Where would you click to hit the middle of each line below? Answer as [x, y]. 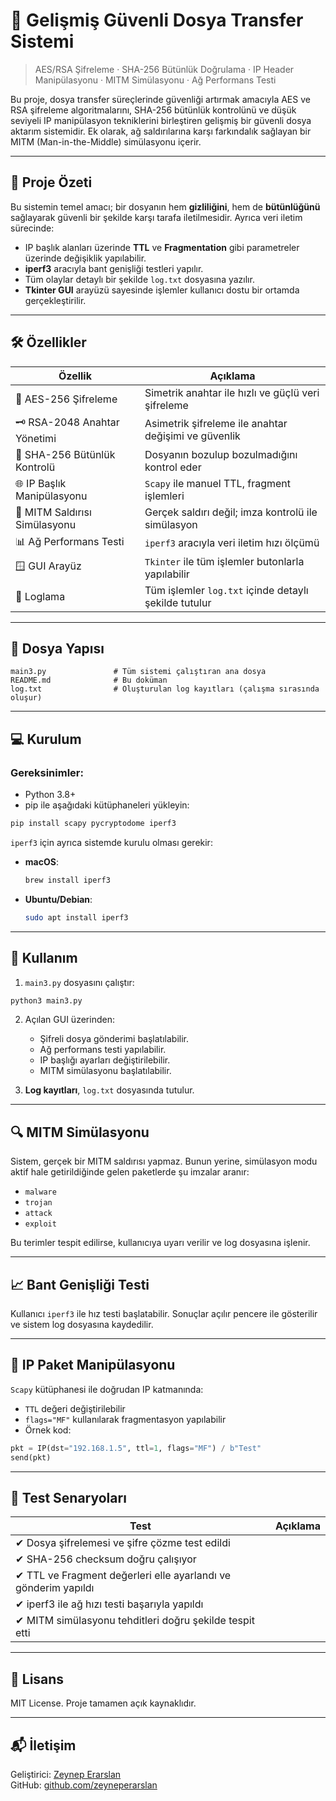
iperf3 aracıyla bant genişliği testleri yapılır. [114, 268]
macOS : [41, 861]
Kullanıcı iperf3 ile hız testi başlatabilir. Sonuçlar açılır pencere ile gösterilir [164, 1313]
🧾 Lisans [37, 1679]
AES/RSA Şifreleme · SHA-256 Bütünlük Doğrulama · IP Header [164, 69]
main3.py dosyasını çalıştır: [79, 982]
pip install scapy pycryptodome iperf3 [93, 824]
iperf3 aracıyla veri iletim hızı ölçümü [232, 543]
